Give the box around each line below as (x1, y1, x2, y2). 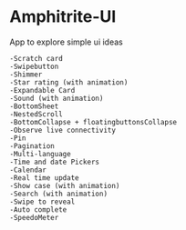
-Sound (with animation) (9, 94, 104, 103)
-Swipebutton (9, 62, 59, 71)
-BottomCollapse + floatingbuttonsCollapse (9, 117, 178, 126)
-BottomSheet (9, 102, 59, 111)
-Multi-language (9, 149, 71, 158)
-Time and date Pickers (9, 157, 100, 166)
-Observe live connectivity (9, 125, 117, 135)
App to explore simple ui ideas (9, 36, 123, 47)
